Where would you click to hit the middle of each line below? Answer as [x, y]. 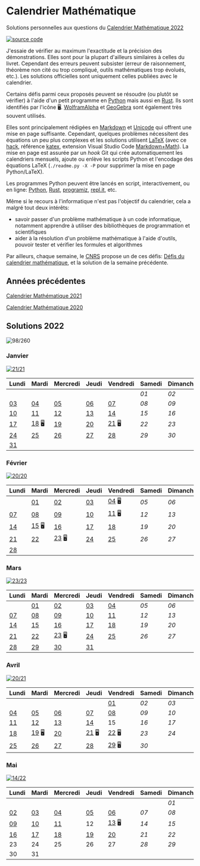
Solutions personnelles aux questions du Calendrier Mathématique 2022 [95, 27]
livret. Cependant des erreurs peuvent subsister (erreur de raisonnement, [96, 63]
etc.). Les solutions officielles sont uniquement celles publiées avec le [92, 76]
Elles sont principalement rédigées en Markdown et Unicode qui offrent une [99, 127]
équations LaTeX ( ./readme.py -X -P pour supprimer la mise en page [91, 165]
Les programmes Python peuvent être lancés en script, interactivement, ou [98, 183]
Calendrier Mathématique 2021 [44, 296]
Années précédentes [46, 281]
